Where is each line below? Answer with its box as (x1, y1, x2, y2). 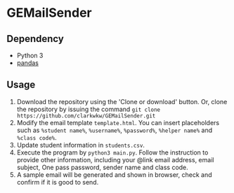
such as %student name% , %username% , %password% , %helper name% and (16, 126, 212, 134)
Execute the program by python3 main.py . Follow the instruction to (16, 148, 209, 157)
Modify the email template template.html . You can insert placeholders (16, 118, 219, 127)
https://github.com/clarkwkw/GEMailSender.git (16, 112, 156, 120)
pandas (16, 59, 39, 67)
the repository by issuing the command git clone (16, 105, 161, 113)
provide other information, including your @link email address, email (16, 155, 214, 164)
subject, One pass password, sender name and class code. (16, 163, 189, 171)
